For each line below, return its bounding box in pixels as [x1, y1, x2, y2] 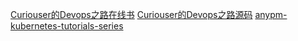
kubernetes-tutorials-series [10, 20, 124, 32]
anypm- [254, 9, 288, 20]
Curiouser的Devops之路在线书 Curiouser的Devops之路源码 [10, 9, 253, 20]
